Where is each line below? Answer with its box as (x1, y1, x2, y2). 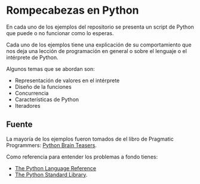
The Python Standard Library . (14, 171, 88, 178)
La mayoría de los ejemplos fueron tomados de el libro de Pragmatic (6, 135, 174, 142)
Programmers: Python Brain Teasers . (6, 141, 97, 149)
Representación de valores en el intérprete (14, 77, 120, 84)
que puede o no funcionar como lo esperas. (6, 29, 114, 36)
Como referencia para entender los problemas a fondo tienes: (6, 153, 158, 160)
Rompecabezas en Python (6, 4, 139, 17)
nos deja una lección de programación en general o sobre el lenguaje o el (6, 47, 187, 54)
